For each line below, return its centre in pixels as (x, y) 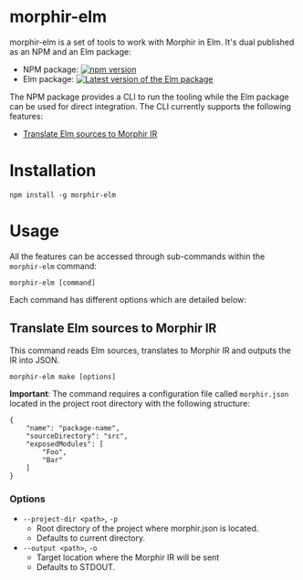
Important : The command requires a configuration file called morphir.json (149, 393)
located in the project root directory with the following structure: (130, 403)
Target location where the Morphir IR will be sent (128, 557)
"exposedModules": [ (65, 444)
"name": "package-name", (73, 428)
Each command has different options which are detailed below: (128, 299)
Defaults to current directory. (91, 538)
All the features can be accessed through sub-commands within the (137, 256)
